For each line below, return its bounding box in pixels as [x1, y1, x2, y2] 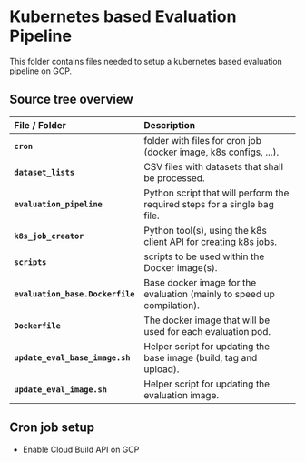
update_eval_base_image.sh [14, 352, 131, 363]
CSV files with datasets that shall [143, 160, 284, 173]
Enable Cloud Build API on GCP [22, 444, 140, 455]
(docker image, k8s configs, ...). [143, 146, 280, 158]
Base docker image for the [143, 276, 257, 288]
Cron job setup [9, 420, 95, 436]
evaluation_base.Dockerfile [14, 288, 135, 299]
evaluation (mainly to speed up [143, 287, 275, 300]
